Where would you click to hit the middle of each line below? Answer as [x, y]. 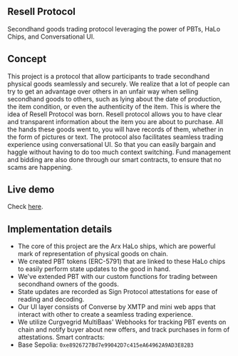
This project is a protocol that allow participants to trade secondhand [109, 76]
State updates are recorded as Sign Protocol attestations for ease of [118, 292]
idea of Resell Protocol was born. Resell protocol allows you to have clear [115, 114]
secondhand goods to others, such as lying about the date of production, [115, 98]
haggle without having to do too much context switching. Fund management [119, 152]
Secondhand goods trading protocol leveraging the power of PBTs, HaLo [114, 29]
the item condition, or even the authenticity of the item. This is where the [114, 106]
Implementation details [60, 229]
